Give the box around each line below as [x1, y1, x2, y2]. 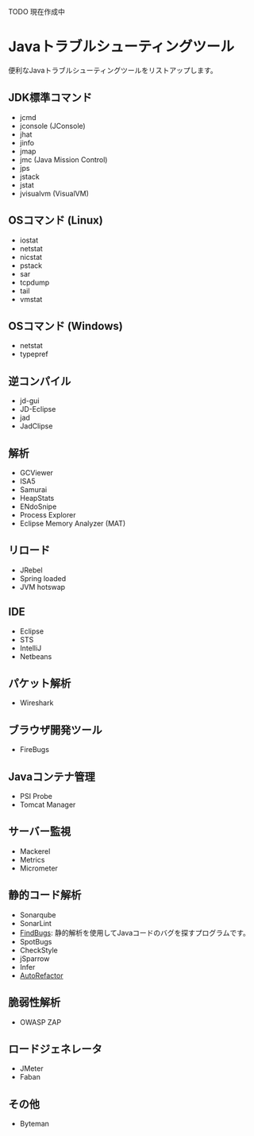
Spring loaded [19, 573, 67, 583]
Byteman [19, 1119, 50, 1129]
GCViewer [19, 468, 54, 477]
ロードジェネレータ [8, 1042, 102, 1056]
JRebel [19, 565, 43, 575]
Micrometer [19, 863, 58, 873]
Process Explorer [19, 510, 76, 519]
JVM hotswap [19, 582, 66, 591]
